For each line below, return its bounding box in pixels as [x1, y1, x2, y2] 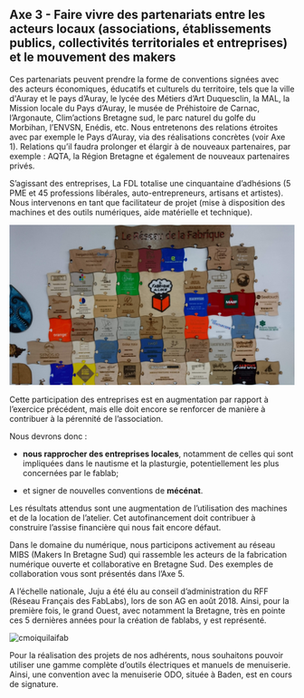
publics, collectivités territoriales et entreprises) [9, 35, 288, 51]
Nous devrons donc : [9, 431, 88, 442]
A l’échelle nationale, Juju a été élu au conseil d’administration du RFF [9, 586, 269, 597]
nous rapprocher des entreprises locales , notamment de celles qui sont [22, 448, 294, 460]
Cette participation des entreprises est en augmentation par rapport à [9, 394, 269, 406]
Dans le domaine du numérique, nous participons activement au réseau [9, 540, 276, 550]
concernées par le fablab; [22, 468, 119, 479]
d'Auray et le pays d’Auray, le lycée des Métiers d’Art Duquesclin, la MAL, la [9, 92, 290, 103]
